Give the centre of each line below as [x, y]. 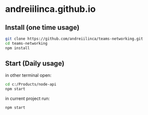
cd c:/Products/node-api [31, 85]
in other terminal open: [28, 75]
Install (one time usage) [42, 28]
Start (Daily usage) [35, 64]
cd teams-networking [27, 43]
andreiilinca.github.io [50, 9]
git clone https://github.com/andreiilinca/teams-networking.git [74, 39]
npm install [17, 48]
